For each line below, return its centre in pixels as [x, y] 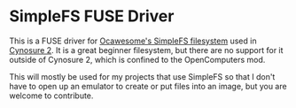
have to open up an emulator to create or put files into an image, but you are [148, 86]
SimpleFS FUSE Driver [92, 16]
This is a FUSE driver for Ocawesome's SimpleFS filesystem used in [133, 41]
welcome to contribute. [51, 96]
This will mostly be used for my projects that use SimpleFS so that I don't [142, 76]
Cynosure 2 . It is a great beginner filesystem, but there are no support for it [146, 50]
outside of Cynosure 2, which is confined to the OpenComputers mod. [137, 59]
